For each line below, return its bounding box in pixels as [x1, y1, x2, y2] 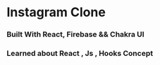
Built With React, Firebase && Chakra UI [6, 30, 145, 40]
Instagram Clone [6, 4, 106, 20]
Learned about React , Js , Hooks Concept [6, 49, 153, 59]
